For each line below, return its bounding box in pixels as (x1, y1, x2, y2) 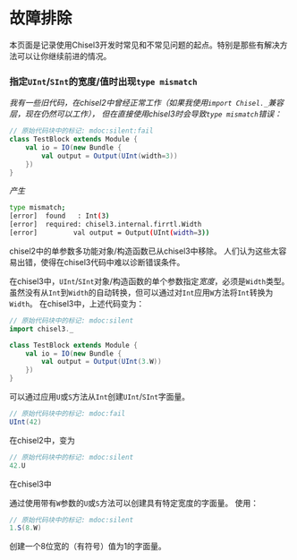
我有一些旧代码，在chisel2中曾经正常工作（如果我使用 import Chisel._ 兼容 (9, 98, 284, 108)
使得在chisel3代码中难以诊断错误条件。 (39, 256, 185, 267)
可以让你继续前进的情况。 (16, 50, 112, 61)
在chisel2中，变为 (9, 435, 76, 445)
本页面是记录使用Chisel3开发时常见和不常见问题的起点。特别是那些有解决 (9, 39, 280, 50)
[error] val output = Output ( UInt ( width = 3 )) (9, 228, 210, 237)
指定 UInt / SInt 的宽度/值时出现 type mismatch (9, 75, 198, 88)
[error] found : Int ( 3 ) (9, 211, 110, 220)
